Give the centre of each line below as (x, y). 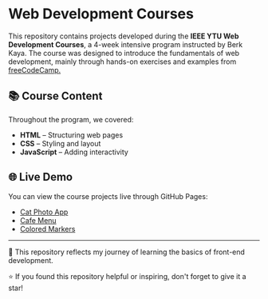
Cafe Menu (38, 220)
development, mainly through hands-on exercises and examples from (122, 62)
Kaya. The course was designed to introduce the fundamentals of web (124, 53)
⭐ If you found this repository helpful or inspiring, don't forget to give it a (127, 276)
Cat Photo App (44, 212)
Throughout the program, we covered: (71, 119)
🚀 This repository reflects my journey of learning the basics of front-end (127, 252)
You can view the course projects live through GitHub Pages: (108, 196)
